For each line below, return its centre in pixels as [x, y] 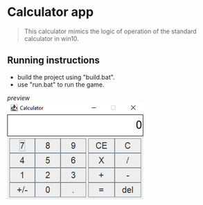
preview [18, 98]
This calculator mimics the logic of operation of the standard [111, 31]
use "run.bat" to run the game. [61, 84]
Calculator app [51, 12]
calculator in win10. [52, 38]
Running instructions [54, 61]
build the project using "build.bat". [66, 77]
